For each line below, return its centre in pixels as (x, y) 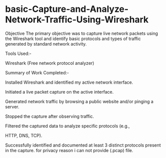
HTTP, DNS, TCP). (24, 135)
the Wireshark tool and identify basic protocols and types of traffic (73, 39)
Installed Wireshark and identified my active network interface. (69, 82)
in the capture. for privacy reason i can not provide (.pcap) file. (69, 150)
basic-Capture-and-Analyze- (67, 9)
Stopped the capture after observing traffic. (50, 116)
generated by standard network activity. (46, 44)
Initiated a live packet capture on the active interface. (59, 92)
